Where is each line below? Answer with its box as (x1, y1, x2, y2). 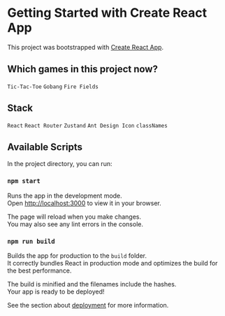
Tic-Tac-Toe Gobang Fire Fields (7, 83, 99, 90)
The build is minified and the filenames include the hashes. (7, 280, 177, 288)
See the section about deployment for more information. (7, 301, 169, 309)
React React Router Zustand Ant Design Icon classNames (7, 122, 168, 129)
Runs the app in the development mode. (7, 191, 122, 200)
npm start (7, 177, 41, 185)
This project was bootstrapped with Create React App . (7, 43, 164, 51)
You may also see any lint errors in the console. (7, 219, 143, 228)
